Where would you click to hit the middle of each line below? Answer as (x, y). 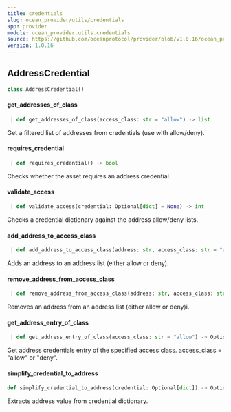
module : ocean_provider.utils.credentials (69, 33)
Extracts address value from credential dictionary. (78, 401)
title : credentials (35, 13)
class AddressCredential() (46, 89)
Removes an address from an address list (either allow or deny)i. (98, 307)
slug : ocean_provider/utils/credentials (66, 20)
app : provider (27, 26)
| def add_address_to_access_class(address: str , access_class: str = (113, 250)
